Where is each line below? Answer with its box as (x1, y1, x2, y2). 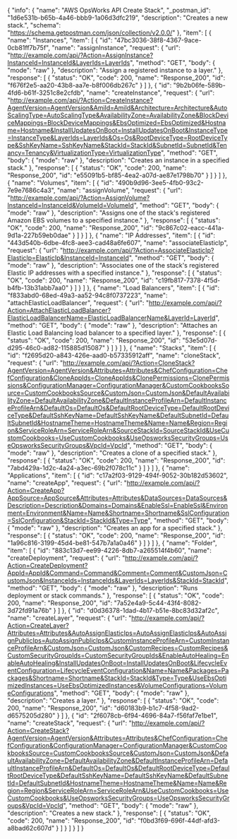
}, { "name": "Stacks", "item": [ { (123, 344, 217, 352)
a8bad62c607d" (7, 824, 55, 832)
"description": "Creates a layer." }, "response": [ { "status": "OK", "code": (7, 696, 219, 705)
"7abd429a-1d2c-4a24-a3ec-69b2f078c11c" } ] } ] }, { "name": (7, 464, 190, 472)
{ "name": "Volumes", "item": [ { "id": (7, 179, 114, 186)
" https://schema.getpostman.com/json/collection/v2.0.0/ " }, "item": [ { (7, 28, 212, 37)
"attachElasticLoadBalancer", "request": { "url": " (7, 299, 150, 307)
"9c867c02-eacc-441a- (154, 224, 224, 232)
